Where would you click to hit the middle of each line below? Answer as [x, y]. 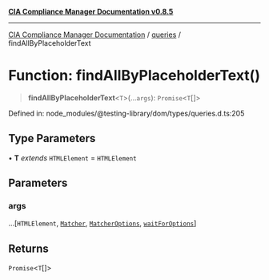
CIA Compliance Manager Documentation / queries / [95, 34]
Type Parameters [52, 138]
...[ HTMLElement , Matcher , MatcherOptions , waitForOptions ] [102, 223]
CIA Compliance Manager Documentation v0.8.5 [91, 12]
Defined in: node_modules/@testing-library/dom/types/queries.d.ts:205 [126, 113]
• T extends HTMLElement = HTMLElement [73, 158]
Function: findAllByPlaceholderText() [134, 76]
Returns [29, 248]
